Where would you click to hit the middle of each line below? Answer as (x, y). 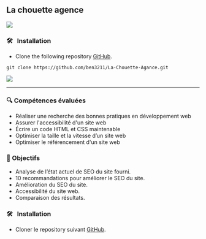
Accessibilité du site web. (48, 191)
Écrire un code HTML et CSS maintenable (68, 129)
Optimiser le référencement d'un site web (68, 142)
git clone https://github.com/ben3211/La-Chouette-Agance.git (87, 68)
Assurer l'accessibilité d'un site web (61, 123)
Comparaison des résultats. (50, 197)
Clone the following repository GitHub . (63, 56)
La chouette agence (45, 10)
